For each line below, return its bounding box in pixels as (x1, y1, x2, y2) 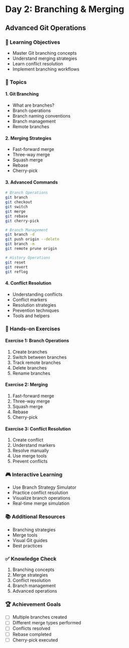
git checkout (5, 200, 33, 205)
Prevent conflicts (12, 458, 48, 465)
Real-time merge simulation (12, 500, 70, 506)
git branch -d (5, 232, 35, 237)
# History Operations (5, 255, 51, 260)
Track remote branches (12, 359, 61, 365)
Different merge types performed (12, 620, 81, 626)
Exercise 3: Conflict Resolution (5, 426, 71, 432)
